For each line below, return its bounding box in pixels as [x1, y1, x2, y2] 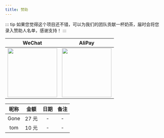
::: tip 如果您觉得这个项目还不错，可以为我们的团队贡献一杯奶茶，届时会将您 [5, 21, 160, 27]
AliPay [79, 39, 95, 46]
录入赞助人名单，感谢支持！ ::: [5, 28, 67, 33]
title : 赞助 [5, 7, 28, 12]
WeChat [22, 39, 42, 46]
